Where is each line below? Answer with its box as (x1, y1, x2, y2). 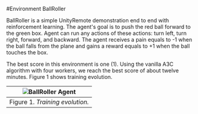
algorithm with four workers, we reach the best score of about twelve (6, 67, 179, 74)
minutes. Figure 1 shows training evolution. (6, 74, 113, 80)
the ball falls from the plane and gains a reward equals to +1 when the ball (6, 42, 190, 49)
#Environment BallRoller (6, 5, 66, 12)
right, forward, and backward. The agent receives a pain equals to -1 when (6, 36, 193, 43)
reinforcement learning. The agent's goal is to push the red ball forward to (6, 24, 191, 30)
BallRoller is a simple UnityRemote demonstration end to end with (6, 17, 170, 24)
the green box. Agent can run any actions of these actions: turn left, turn (6, 30, 186, 37)
